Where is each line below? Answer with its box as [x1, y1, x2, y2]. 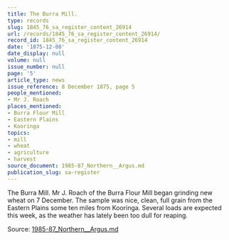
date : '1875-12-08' [7, 43, 65, 50]
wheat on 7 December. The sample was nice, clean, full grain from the [7, 196, 213, 204]
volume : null [7, 57, 46, 64]
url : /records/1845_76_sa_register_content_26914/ [7, 30, 161, 38]
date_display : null [7, 50, 65, 58]
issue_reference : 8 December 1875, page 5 [7, 83, 135, 90]
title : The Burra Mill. [7, 10, 78, 18]
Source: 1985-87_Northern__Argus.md [7, 224, 119, 233]
